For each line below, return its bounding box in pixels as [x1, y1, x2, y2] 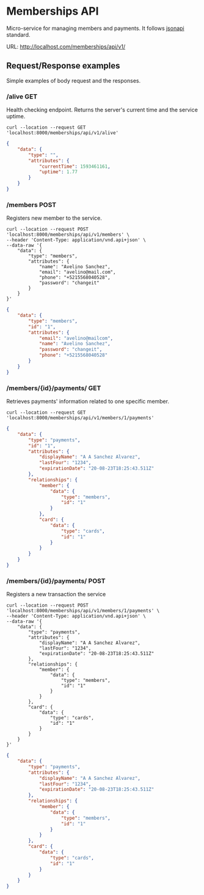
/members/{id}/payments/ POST [6, 577, 106, 585]
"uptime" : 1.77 [38, 169, 78, 175]
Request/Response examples [6, 61, 120, 71]
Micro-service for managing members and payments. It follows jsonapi [6, 24, 184, 32]
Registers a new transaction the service [6, 591, 106, 598]
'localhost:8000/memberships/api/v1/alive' [6, 130, 119, 136]
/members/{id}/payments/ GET [6, 384, 101, 392]
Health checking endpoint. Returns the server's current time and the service [6, 106, 199, 114]
